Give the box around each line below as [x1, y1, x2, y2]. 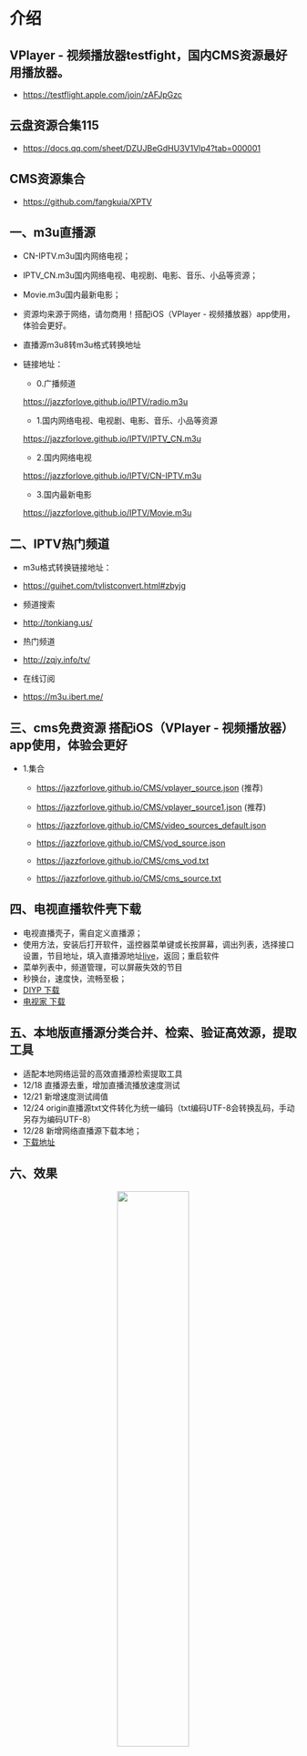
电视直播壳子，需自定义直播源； [22, 927, 143, 939]
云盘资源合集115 [9, 118, 100, 133]
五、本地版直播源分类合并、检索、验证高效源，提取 [9, 1025, 297, 1041]
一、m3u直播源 [9, 225, 96, 241]
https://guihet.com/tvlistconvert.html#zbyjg [22, 580, 187, 591]
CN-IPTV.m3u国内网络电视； [22, 251, 131, 262]
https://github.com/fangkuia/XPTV [22, 196, 152, 207]
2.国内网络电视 [36, 452, 93, 463]
